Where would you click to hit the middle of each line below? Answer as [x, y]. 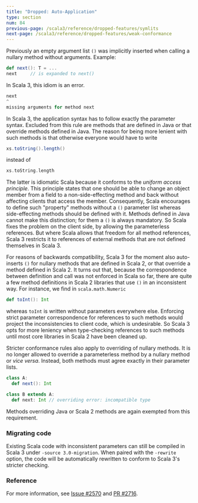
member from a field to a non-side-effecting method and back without [92, 195]
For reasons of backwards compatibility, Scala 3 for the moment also [91, 257]
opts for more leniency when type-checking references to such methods [95, 330]
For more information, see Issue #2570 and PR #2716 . [72, 493]
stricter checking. [28, 465]
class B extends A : [30, 394]
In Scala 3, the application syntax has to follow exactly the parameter [91, 118]
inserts [15, 264]
